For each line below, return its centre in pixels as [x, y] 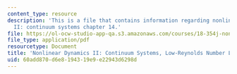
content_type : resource [42, 14]
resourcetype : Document [42, 47]
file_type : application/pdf [49, 40]
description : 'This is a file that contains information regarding [109, 20]
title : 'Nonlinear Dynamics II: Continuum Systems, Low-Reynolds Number [116, 54]
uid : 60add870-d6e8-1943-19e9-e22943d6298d [72, 60]
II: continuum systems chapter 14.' [67, 27]
